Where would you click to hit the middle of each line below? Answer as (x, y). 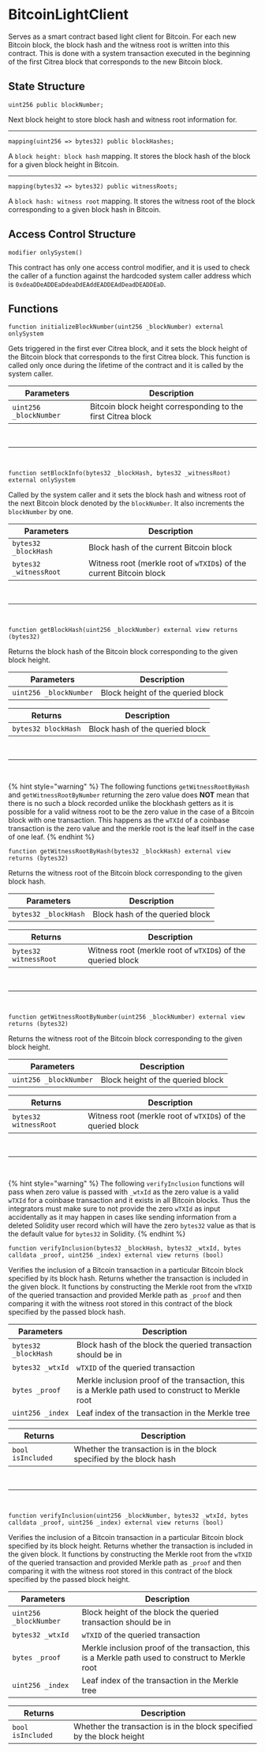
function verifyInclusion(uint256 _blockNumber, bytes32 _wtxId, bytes (128, 1516)
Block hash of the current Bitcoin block (160, 547)
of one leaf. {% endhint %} (52, 837)
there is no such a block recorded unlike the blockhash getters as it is (121, 804)
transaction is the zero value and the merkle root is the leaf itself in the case (131, 829)
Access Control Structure (72, 235)
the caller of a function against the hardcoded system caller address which (130, 275)
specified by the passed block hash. (67, 1312)
